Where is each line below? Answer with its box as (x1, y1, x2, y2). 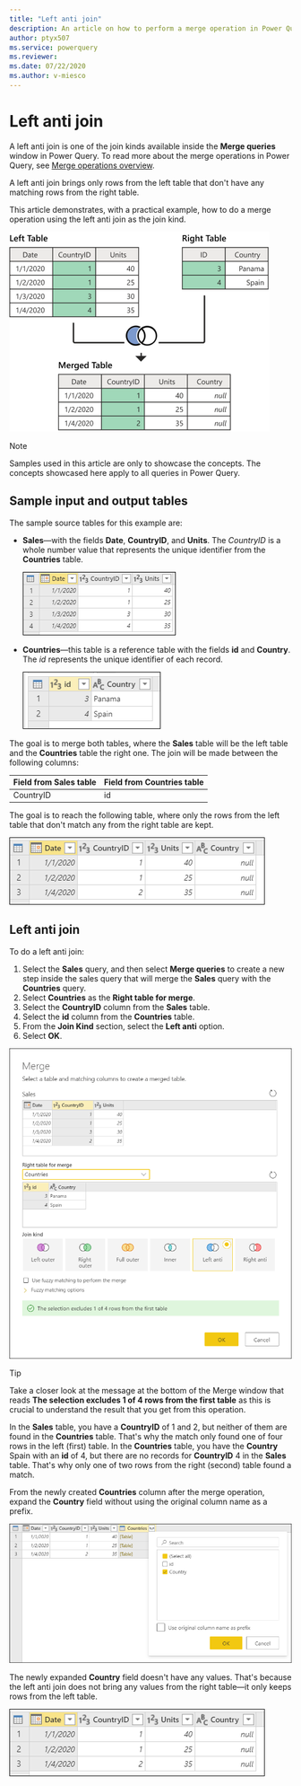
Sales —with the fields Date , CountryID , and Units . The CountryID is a (21, 534, 281, 545)
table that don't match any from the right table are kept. (9, 819, 214, 830)
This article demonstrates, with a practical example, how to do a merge (9, 204, 271, 215)
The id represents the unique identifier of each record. (21, 654, 223, 664)
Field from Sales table (13, 777, 97, 787)
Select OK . (21, 1030, 63, 1041)
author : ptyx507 (9, 33, 70, 42)
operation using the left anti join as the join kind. (9, 214, 186, 224)
